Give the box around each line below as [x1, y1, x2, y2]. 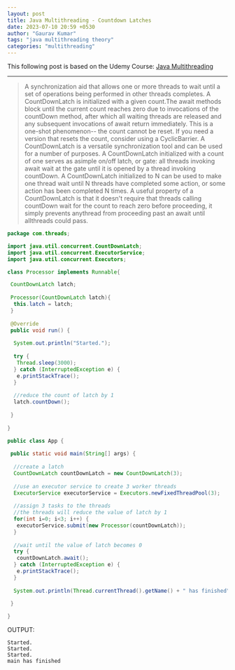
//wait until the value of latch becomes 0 [13, 542, 142, 549]
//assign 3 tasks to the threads [13, 502, 111, 509]
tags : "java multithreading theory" [7, 36, 114, 43]
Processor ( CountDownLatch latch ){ [10, 294, 111, 302]
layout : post [7, 10, 45, 18]
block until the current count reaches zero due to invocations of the [24, 105, 219, 113]
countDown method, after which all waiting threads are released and [24, 112, 222, 120]
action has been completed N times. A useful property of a [24, 187, 194, 195]
